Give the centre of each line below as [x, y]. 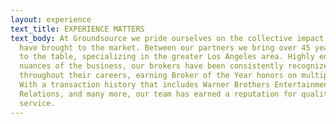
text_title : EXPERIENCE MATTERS [77, 29]
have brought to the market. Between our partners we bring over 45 [165, 47]
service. [37, 103]
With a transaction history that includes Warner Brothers [145, 85]
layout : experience [51, 19]
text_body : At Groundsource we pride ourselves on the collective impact [167, 38]
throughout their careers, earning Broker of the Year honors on [158, 76]
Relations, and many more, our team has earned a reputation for [158, 94]
